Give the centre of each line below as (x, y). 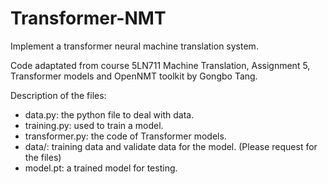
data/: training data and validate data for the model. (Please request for (171, 146)
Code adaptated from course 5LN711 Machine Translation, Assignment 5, (160, 65)
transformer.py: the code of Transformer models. (125, 136)
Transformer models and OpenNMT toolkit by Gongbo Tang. (134, 76)
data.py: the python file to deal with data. (109, 114)
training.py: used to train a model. (94, 125)
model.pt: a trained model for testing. (101, 168)
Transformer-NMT (88, 18)
